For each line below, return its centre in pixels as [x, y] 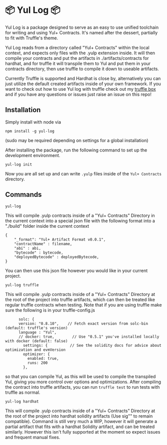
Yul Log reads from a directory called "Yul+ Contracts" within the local [77, 47]
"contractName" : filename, [43, 244]
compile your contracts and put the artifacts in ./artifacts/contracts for [77, 58]
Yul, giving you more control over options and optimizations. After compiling [83, 382]
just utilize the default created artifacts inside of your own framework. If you [83, 84]
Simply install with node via [33, 122]
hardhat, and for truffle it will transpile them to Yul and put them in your [78, 63]
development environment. [33, 155]
